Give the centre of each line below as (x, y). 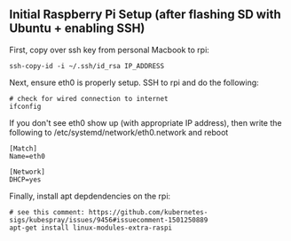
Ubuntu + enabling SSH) (77, 29)
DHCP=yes (25, 179)
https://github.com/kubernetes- (148, 212)
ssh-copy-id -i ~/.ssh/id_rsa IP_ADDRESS (87, 66)
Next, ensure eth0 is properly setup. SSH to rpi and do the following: (134, 82)
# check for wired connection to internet (89, 98)
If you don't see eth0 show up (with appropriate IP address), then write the (145, 122)
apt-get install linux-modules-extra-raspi (91, 228)
